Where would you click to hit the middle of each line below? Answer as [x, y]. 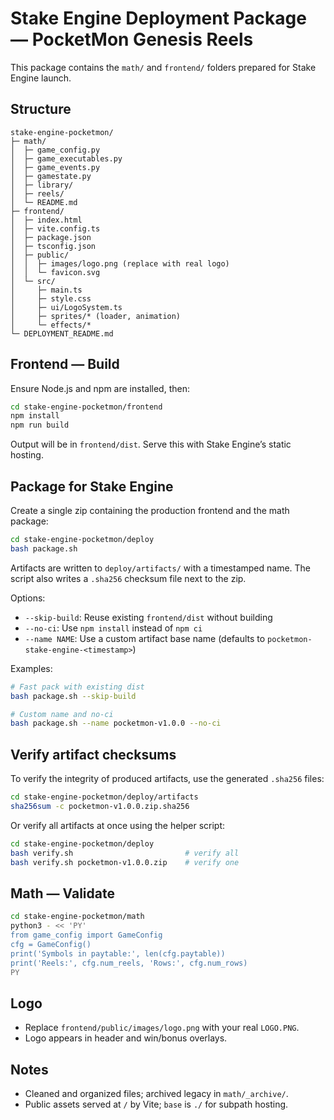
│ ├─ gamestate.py [51, 176]
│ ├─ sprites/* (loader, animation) [96, 316]
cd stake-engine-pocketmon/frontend [86, 407]
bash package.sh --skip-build [73, 696]
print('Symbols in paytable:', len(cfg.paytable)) [118, 953]
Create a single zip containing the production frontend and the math [150, 510]
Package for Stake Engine [92, 486]
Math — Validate [62, 893]
